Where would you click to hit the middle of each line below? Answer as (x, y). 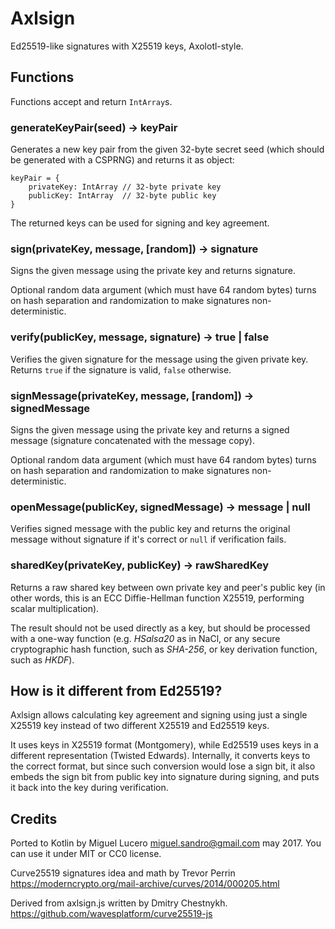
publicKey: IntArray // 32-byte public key (122, 196)
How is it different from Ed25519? (116, 690)
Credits (34, 818)
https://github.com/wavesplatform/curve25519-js (111, 914)
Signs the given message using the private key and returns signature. (153, 271)
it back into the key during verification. (89, 788)
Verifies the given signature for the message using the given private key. (159, 359)
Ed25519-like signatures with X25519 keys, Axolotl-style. (127, 46)
